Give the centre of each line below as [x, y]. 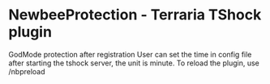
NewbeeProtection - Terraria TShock [135, 15]
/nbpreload [27, 71]
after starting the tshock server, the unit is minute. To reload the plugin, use [134, 63]
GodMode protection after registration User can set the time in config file [130, 54]
